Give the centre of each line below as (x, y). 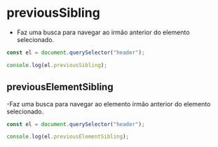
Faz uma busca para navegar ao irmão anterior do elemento (103, 32)
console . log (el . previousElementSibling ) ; (68, 137)
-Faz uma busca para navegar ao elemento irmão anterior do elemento (109, 104)
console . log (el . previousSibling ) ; (57, 65)
